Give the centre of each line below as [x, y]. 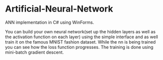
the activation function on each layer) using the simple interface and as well [81, 37]
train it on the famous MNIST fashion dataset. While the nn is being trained [81, 42]
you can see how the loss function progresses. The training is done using [79, 47]
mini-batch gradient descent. [34, 52]
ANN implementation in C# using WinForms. [50, 22]
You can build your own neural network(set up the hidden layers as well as [80, 31]
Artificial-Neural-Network [59, 9]
